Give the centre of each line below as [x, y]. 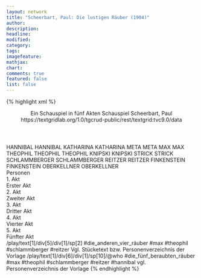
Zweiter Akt [21, 198]
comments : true [25, 73]
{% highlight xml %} [31, 102]
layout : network [27, 12]
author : [16, 23]
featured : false [27, 79]
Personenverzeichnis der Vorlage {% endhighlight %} [73, 269]
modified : [19, 40]
